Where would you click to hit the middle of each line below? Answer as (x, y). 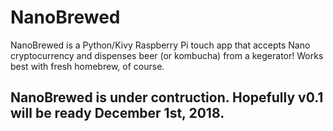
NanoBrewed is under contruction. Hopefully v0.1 (167, 97)
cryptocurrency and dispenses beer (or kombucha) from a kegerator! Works (167, 55)
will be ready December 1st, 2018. (117, 113)
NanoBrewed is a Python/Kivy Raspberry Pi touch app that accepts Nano (160, 45)
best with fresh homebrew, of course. (87, 66)
